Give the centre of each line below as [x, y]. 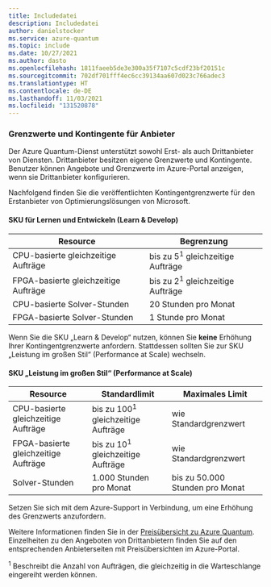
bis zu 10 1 [112, 443]
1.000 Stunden [120, 478]
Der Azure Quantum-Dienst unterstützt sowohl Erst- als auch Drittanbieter [131, 152]
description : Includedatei [54, 23]
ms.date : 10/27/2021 [43, 53]
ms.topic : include [39, 46]
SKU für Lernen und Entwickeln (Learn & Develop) [94, 220]
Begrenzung [204, 241]
